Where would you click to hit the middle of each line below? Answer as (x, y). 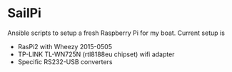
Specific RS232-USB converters (65, 61)
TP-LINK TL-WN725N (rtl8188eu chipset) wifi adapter (96, 54)
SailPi (24, 13)
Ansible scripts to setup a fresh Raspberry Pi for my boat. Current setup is (116, 33)
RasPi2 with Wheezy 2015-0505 (65, 46)
